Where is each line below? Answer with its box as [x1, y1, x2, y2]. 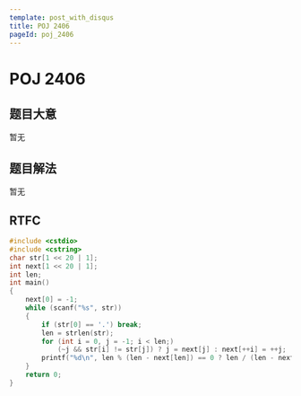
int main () [9, 278, 50, 287]
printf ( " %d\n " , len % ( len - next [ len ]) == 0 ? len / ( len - [41, 354, 275, 363]
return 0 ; [25, 370, 63, 379]
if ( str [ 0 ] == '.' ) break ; [41, 320, 142, 329]
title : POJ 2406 [9, 22, 70, 31]
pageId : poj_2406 [9, 30, 74, 39]
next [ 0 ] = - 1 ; [25, 295, 78, 304]
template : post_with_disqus [9, 13, 115, 22]
